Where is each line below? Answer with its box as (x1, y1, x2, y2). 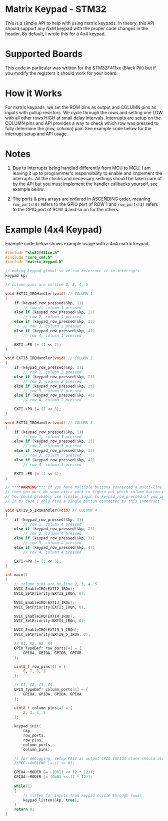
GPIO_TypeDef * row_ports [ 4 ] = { (14, 645, 81, 651)
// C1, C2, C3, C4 (14, 682, 52, 687)
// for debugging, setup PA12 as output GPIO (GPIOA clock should (14, 756, 155, 761)
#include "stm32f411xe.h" (5, 250, 59, 255)
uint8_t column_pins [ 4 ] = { (14, 705, 72, 710)
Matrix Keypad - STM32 (5, 4, 106, 15)
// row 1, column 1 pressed (23, 305, 81, 310)
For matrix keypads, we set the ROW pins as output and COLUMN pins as (5, 104, 156, 110)
